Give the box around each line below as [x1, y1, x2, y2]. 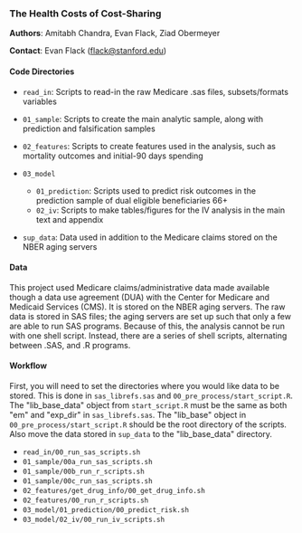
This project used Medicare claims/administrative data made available [9, 281, 269, 292]
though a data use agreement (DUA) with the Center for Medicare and [9, 291, 269, 302]
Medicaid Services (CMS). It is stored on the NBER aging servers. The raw [9, 301, 286, 312]
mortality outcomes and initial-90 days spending [22, 150, 203, 161]
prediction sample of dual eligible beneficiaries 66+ [35, 195, 228, 205]
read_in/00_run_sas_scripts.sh [22, 447, 141, 457]
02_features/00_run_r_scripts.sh [22, 496, 149, 505]
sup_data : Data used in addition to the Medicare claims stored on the [22, 232, 278, 243]
